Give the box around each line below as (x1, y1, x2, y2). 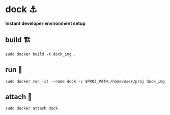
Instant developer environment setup (5, 20, 86, 26)
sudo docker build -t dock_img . (5, 52, 76, 57)
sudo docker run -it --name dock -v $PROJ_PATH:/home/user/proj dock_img (5, 79, 165, 84)
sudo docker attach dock (5, 106, 58, 111)
